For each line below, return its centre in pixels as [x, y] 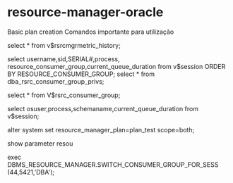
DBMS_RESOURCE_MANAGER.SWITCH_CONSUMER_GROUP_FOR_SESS [113, 164]
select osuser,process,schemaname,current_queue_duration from [103, 108]
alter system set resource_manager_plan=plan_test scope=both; [101, 130]
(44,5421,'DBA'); [31, 172]
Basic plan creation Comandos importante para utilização [91, 32]
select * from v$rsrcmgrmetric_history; [64, 45]
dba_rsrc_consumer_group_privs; [56, 81]
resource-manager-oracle [85, 12]
